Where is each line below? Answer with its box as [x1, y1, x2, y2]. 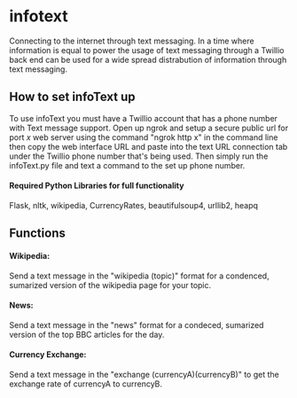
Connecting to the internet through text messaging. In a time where [9, 35, 254, 46]
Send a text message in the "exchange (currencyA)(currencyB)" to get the [9, 369, 279, 379]
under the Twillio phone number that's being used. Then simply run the [9, 151, 269, 161]
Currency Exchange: [9, 349, 87, 360]
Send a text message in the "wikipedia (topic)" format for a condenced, [9, 270, 270, 281]
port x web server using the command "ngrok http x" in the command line [9, 131, 278, 143]
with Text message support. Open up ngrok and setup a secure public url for [9, 122, 289, 133]
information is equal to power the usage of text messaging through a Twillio [9, 44, 285, 55]
